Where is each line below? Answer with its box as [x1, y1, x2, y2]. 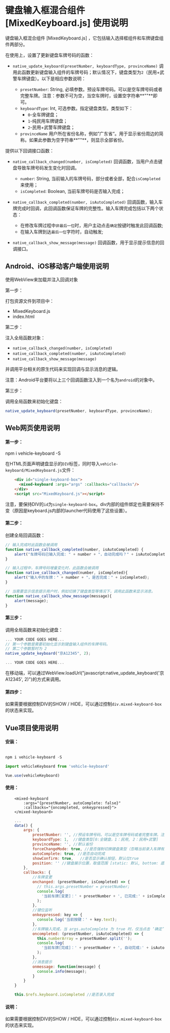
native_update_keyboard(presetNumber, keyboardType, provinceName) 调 [12, 63, 163, 69]
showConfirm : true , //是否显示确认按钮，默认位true [32, 856, 139, 861]
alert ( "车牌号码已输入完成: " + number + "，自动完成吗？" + [14, 551, 134, 557]
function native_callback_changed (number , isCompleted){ [5, 570, 128, 575]
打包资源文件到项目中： [5, 298, 54, 304]
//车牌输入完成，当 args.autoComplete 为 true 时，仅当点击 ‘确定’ [32, 926, 164, 932]
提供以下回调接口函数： [5, 147, 54, 153]
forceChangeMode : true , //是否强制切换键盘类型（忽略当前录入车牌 [32, 846, 161, 851]
